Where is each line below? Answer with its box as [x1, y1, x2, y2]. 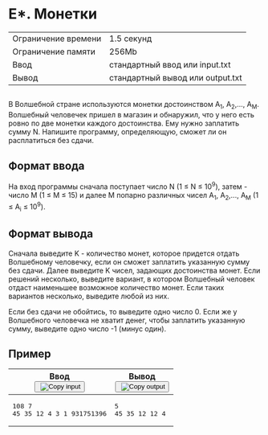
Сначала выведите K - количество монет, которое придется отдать [8, 248, 240, 258]
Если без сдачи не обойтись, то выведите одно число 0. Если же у [8, 306, 238, 316]
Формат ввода [8, 158, 85, 173]
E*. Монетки [8, 5, 98, 23]
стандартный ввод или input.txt [109, 59, 231, 70]
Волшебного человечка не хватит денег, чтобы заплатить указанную [8, 315, 246, 325]
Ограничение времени [12, 33, 102, 44]
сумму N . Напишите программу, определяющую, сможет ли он [8, 127, 227, 137]
